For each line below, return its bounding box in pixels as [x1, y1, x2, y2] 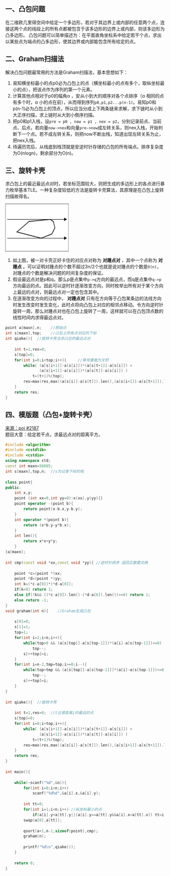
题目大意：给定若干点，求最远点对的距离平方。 [5, 431, 103, 437]
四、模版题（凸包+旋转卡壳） [5, 411, 97, 419]
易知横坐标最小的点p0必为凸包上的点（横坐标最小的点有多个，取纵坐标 [12, 80, 160, 86]
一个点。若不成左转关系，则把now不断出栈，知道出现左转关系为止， [21, 131, 163, 137]
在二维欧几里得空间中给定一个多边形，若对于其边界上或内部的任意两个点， [5, 19, 160, 25]
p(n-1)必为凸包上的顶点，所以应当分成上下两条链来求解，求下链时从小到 [12, 105, 163, 111]
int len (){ [14, 533, 37, 538]
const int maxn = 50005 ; [5, 463, 53, 469]
